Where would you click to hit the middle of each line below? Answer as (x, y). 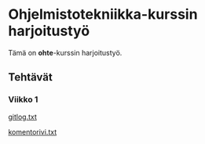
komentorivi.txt (33, 131)
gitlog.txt (23, 117)
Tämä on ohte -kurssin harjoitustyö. (65, 52)
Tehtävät (30, 77)
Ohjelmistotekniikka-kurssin (103, 14)
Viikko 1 (23, 99)
